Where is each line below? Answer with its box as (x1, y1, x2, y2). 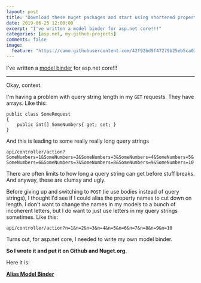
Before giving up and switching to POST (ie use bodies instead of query (6, 188, 179, 195)
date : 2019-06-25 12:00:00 (6, 20, 74, 26)
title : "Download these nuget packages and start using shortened (6, 14, 175, 20)
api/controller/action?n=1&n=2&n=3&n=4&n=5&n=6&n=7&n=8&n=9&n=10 (6, 225, 172, 231)
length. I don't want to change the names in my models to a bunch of (6, 200, 176, 207)
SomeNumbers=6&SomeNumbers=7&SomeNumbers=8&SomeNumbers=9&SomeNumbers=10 (6, 159, 194, 165)
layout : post (6, 8, 39, 15)
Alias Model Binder (6, 270, 54, 278)
